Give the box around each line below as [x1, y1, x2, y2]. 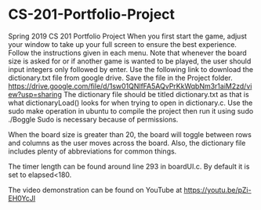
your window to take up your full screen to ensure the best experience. [8, 39, 237, 49]
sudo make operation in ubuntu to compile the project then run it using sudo [8, 106, 254, 115]
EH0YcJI [8, 194, 36, 203]
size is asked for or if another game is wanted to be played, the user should [8, 56, 252, 66]
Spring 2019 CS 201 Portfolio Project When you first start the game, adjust [8, 31, 247, 41]
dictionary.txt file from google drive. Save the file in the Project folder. [8, 73, 233, 82]
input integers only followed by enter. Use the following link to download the [8, 64, 253, 74]
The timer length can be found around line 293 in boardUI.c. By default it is [8, 161, 250, 171]
